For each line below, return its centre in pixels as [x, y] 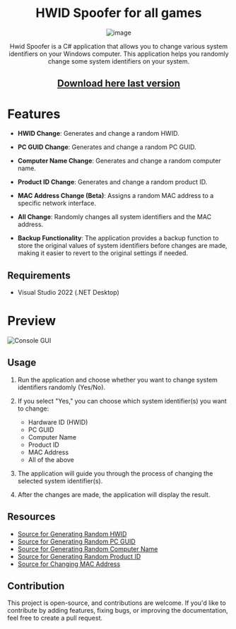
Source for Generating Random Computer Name [88, 548]
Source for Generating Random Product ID [79, 556]
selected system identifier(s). [60, 481]
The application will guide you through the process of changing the [115, 473]
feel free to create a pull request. [55, 618]
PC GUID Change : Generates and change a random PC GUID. [107, 147]
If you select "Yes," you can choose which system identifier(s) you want [122, 401]
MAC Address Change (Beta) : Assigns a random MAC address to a [116, 196]
